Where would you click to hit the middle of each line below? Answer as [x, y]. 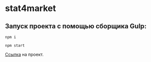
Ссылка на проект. [24, 54]
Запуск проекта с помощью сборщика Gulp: [76, 26]
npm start [15, 46]
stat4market [31, 8]
